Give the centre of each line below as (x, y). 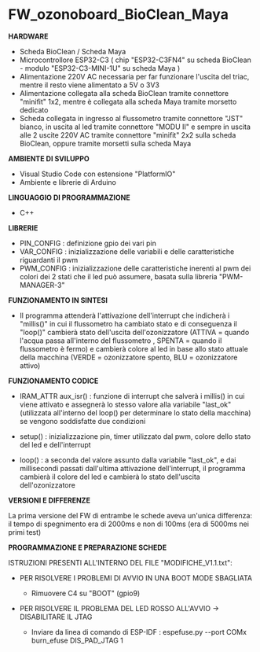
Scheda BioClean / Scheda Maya (73, 51)
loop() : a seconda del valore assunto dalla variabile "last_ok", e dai (128, 460)
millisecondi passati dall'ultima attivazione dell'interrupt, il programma (132, 468)
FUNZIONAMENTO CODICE (53, 381)
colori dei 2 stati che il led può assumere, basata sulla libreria (118, 276)
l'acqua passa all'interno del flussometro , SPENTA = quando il (121, 341)
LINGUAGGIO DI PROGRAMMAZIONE (70, 197)
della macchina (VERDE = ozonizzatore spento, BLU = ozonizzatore (128, 357)
